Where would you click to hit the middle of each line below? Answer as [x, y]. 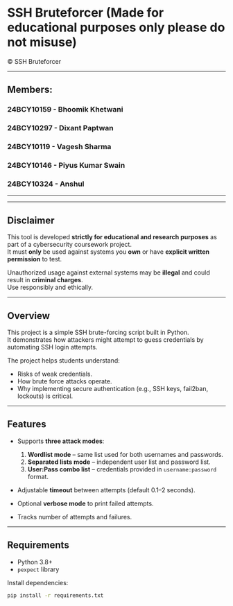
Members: [30, 90]
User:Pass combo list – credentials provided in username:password [122, 469]
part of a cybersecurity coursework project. [69, 245]
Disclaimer [31, 220]
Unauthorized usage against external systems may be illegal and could [109, 272]
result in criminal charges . [45, 280]
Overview [29, 316]
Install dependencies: [38, 582]
